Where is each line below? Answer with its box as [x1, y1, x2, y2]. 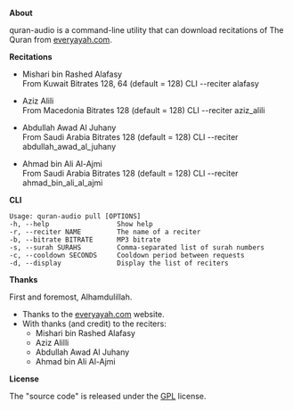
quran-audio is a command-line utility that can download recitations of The [9, 25, 284, 35]
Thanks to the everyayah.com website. [21, 309, 165, 319]
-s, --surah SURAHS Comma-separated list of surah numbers [9, 243, 265, 252]
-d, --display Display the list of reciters [9, 258, 229, 267]
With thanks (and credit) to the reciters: [21, 318, 167, 329]
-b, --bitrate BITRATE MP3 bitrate [9, 235, 162, 244]
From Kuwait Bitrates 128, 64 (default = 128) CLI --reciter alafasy [21, 78, 260, 88]
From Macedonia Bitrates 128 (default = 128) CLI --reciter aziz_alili [21, 105, 265, 115]
